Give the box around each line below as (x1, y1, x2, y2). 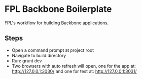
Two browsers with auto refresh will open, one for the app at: (11, 63, 136, 69)
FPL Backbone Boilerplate (4, 3, 112, 15)
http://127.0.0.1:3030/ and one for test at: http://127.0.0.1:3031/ (11, 68, 137, 74)
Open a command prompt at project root (11, 47, 94, 53)
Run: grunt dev (11, 58, 42, 64)
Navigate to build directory (11, 52, 66, 58)
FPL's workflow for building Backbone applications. (4, 20, 109, 26)
